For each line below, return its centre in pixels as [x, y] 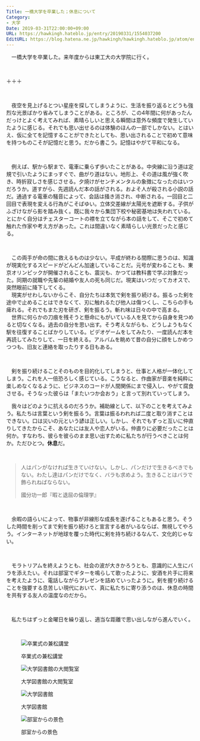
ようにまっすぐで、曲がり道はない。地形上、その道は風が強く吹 [110, 174]
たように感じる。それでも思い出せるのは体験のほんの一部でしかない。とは [97, 128]
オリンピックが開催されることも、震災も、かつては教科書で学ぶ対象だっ [100, 272]
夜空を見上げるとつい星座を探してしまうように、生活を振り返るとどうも [100, 105]
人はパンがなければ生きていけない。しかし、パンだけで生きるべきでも [107, 467]
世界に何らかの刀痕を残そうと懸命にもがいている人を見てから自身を [95, 317]
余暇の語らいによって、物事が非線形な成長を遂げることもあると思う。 [97, 519]
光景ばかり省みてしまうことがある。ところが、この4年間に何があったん [104, 113]
